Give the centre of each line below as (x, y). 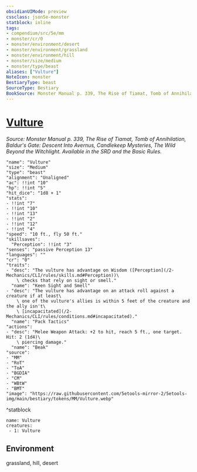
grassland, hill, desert (32, 463)
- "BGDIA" (18, 373)
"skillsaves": (23, 239)
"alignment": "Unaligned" (38, 178)
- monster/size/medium (34, 61)
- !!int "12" (22, 224)
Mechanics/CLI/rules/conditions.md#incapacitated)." (72, 316)
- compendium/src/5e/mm (35, 34)
